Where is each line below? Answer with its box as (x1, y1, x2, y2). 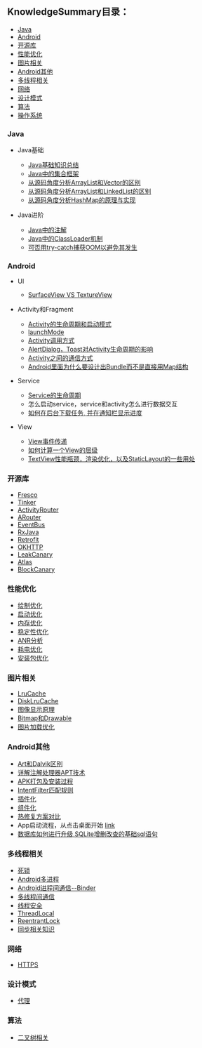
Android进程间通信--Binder (17, 883, 96, 892)
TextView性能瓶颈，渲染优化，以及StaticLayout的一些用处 (27, 455, 196, 463)
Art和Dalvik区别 (17, 760, 63, 768)
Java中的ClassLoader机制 (27, 234, 103, 243)
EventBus (17, 520, 46, 529)
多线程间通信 (17, 892, 55, 901)
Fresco (17, 490, 38, 499)
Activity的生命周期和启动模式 (27, 320, 112, 329)
